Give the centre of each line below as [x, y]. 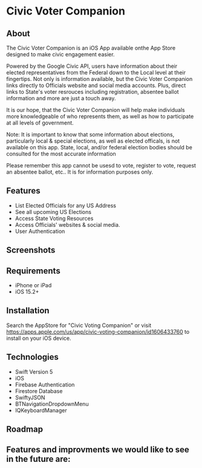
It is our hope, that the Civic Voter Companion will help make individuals [96, 110]
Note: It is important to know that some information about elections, [90, 135]
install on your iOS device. [39, 338]
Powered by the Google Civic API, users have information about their [92, 66]
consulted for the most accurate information [61, 154]
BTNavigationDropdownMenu [52, 404]
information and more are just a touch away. [61, 98]
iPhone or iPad [33, 285]
